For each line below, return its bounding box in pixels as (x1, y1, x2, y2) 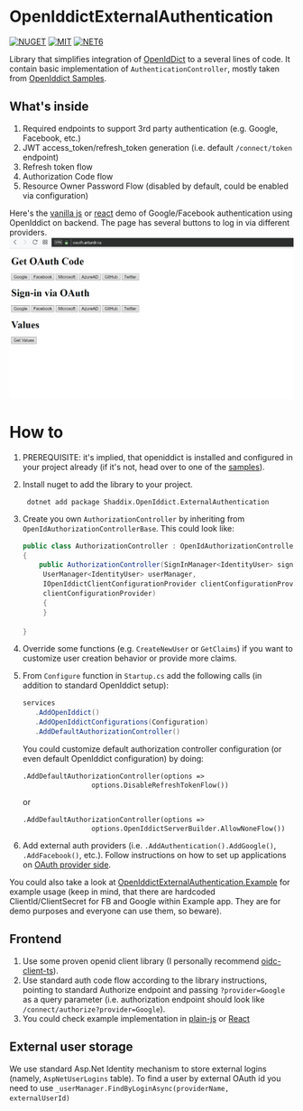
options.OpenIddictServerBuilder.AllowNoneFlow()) (91, 824, 286, 833)
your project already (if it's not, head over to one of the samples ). (22, 461, 265, 472)
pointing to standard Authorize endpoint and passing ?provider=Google (22, 984, 286, 995)
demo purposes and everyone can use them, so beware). (9, 905, 223, 916)
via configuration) (22, 190, 88, 200)
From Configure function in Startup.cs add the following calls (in (22, 671, 262, 681)
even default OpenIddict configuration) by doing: (22, 753, 205, 764)
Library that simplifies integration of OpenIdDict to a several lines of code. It (9, 53, 290, 64)
